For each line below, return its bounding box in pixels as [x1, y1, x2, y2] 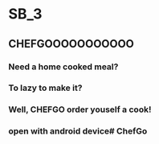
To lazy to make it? [8, 82, 83, 93]
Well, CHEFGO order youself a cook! [8, 104, 152, 115]
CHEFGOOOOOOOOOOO [8, 37, 135, 51]
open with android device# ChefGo [8, 125, 148, 137]
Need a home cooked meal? [8, 61, 119, 72]
